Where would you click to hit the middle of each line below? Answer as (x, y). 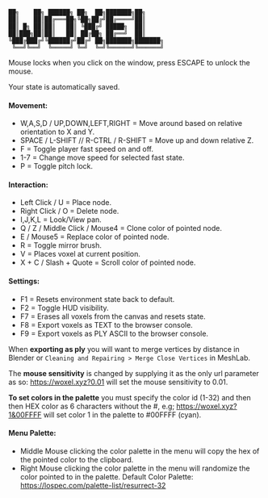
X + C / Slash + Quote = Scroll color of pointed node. (108, 262)
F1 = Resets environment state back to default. (97, 299)
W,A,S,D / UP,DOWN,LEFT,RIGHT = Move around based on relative (131, 123)
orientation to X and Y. (57, 132)
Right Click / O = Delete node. (69, 211)
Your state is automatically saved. (64, 87)
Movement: (28, 105)
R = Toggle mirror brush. (61, 245)
